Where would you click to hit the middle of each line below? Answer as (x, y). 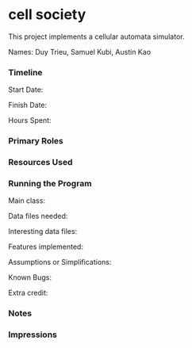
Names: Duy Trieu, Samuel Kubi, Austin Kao (80, 52)
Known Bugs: (30, 277)
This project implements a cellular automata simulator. (96, 36)
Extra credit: (28, 293)
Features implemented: (46, 247)
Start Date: (26, 90)
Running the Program (50, 184)
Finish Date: (28, 105)
